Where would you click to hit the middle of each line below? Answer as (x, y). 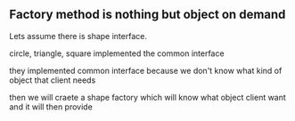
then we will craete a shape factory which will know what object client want (148, 97)
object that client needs (53, 80)
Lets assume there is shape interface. (78, 36)
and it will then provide (51, 107)
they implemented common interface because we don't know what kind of (146, 70)
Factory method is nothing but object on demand (147, 15)
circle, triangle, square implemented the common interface (117, 53)
